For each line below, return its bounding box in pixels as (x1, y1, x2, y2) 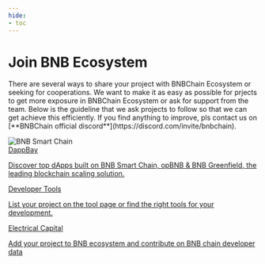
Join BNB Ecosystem (8, 53, 148, 71)
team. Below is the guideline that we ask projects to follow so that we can (8, 105, 248, 114)
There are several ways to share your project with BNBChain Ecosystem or (8, 79, 252, 89)
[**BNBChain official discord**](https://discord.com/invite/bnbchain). (8, 121, 237, 131)
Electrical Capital (8, 224, 63, 233)
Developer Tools (8, 184, 62, 194)
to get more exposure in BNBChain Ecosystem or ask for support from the (8, 96, 249, 105)
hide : (8, 11, 26, 20)
